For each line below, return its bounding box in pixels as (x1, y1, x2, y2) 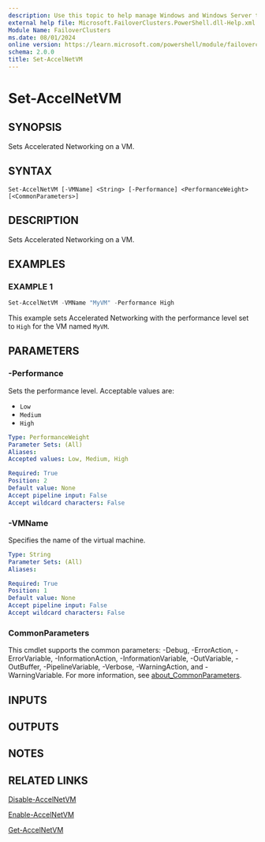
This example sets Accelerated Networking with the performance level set (8, 313, 249, 323)
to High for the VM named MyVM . (8, 322, 110, 331)
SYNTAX (8, 165, 53, 178)
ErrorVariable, (8, 654, 54, 663)
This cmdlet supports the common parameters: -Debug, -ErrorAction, (8, 646, 234, 655)
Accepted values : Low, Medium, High (8, 455, 129, 464)
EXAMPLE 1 (8, 281, 54, 292)
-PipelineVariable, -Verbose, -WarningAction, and (43, 662, 203, 672)
